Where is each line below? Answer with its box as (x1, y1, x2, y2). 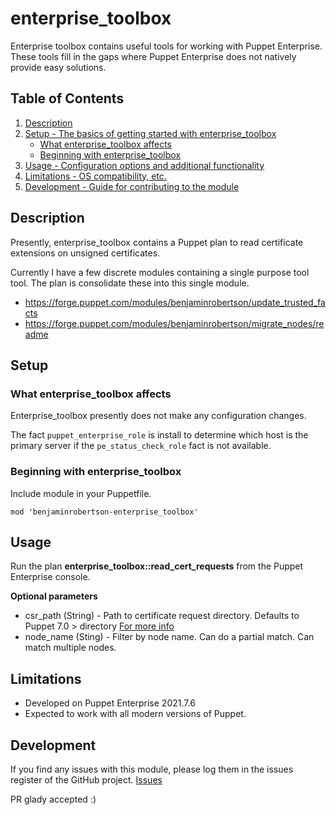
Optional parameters (10, 590, 98, 602)
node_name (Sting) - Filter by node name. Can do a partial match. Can (24, 631, 315, 643)
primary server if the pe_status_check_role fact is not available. (10, 440, 272, 452)
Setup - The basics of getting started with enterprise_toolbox (24, 127, 277, 139)
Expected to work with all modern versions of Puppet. (24, 708, 247, 720)
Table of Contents (10, 90, 125, 107)
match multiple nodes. (24, 642, 117, 654)
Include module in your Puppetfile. (10, 487, 152, 499)
